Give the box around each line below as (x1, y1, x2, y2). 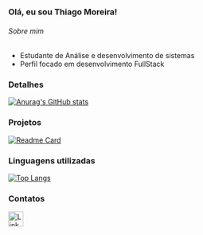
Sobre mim (8, 26, 44, 36)
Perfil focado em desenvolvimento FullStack (19, 59, 165, 69)
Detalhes (8, 79, 44, 90)
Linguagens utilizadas (8, 155, 96, 166)
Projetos (8, 117, 42, 128)
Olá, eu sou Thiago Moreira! (8, 6, 118, 18)
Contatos (8, 193, 45, 204)
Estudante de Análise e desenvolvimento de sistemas (19, 51, 195, 61)
